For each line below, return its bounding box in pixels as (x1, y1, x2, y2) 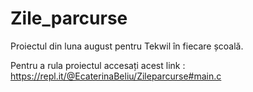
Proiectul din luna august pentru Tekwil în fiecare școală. (10, 40, 244, 52)
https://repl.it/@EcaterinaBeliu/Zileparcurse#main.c (10, 70, 222, 82)
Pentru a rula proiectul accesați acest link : (10, 59, 186, 71)
